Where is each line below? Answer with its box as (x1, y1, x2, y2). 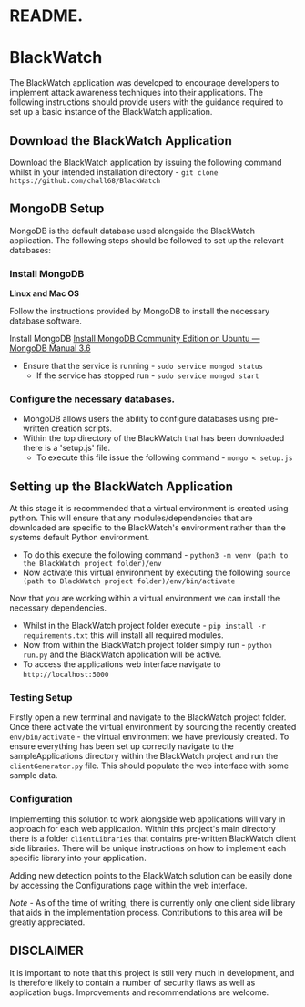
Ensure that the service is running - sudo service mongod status (22, 361, 264, 372)
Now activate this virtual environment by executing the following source (22, 567, 290, 579)
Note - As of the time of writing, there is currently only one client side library (9, 897, 296, 908)
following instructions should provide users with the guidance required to (9, 97, 284, 108)
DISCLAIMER (9, 943, 84, 959)
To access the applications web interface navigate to (22, 659, 221, 670)
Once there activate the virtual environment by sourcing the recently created (9, 722, 297, 733)
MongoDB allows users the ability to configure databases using (22, 414, 260, 425)
